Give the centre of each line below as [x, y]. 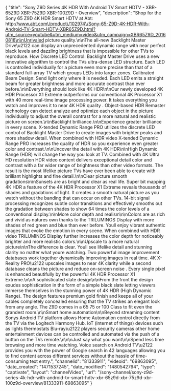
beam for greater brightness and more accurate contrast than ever [75, 84]
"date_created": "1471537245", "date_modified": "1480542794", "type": [80, 367]
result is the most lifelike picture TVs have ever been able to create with [80, 171]
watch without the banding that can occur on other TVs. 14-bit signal [77, 198]
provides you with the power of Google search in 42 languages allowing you [85, 350]
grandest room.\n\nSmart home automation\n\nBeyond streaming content [82, 312]
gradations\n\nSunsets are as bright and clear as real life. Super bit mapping [86, 182]
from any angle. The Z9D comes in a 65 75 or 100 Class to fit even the [79, 307]
